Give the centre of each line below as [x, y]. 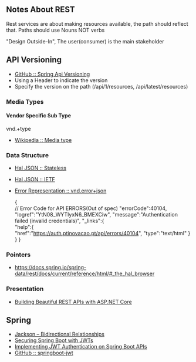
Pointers [18, 255]
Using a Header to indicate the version [61, 80]
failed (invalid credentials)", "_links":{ [59, 221]
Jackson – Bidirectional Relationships [59, 334]
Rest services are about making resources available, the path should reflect [97, 23]
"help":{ [24, 227]
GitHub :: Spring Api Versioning [52, 74]
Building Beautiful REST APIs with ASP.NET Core [73, 302]
